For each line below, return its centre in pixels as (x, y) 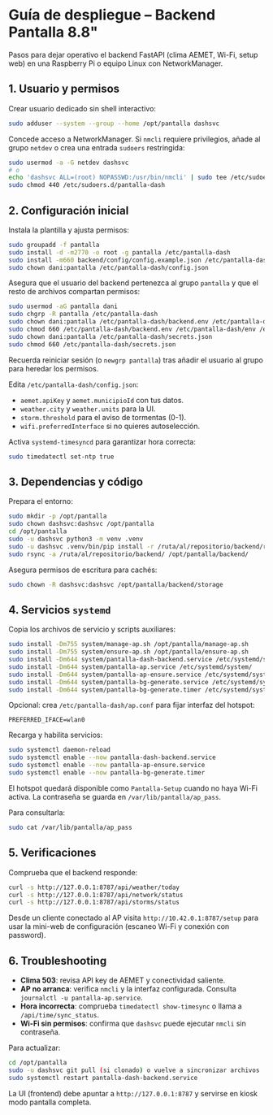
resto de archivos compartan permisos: (74, 292)
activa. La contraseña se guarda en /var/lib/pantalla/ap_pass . (115, 796)
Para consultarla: (37, 812)
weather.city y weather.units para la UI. (88, 409)
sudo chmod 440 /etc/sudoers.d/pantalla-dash (87, 185)
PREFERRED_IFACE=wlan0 (47, 720)
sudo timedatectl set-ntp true (61, 457)
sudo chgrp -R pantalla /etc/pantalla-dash (83, 315)
